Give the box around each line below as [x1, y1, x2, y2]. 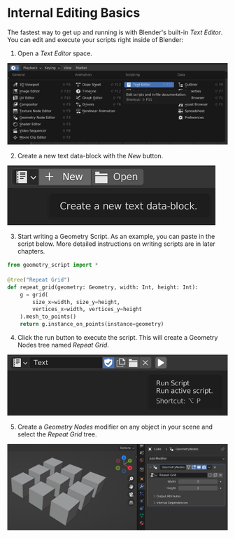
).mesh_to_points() [20, 313, 77, 320]
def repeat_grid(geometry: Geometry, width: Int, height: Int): [7, 284, 199, 291]
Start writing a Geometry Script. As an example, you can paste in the [17, 233, 215, 241]
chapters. [17, 247, 45, 256]
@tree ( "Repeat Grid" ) [7, 276, 71, 283]
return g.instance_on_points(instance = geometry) [20, 321, 164, 328]
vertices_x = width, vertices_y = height [32, 306, 142, 313]
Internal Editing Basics [7, 5, 141, 21]
